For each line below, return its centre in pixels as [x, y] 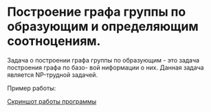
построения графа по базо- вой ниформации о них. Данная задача [105, 67]
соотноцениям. [54, 41]
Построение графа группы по [97, 12]
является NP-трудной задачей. [53, 75]
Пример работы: [32, 88]
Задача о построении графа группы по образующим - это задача [103, 60]
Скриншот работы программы [52, 101]
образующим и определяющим [103, 26]
